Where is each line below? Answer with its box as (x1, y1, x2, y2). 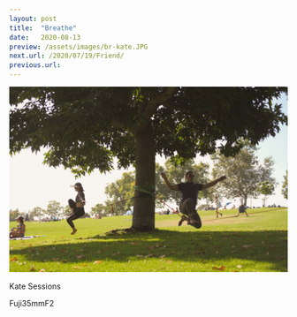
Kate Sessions (9, 281, 62, 291)
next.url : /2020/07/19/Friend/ (9, 51, 125, 61)
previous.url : (9, 61, 62, 70)
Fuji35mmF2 (9, 298, 55, 308)
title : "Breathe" (9, 23, 77, 33)
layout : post (9, 14, 57, 23)
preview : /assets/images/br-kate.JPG (9, 42, 148, 51)
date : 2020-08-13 (9, 33, 81, 42)
